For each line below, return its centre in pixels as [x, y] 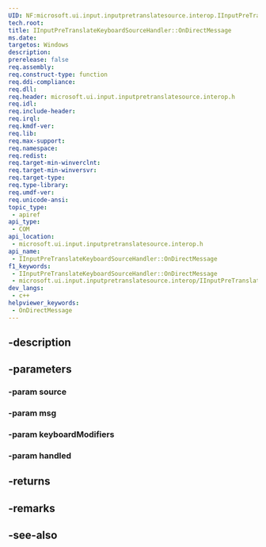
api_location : [32, 237]
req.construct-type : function [58, 75]
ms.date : [23, 38]
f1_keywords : [30, 266]
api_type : [25, 222]
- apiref [26, 215]
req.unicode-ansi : [38, 200]
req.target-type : [37, 178]
